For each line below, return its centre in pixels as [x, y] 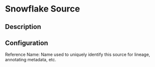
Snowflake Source [43, 9]
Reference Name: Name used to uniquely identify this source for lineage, [77, 54]
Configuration [27, 43]
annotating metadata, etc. [31, 60]
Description [23, 27]
